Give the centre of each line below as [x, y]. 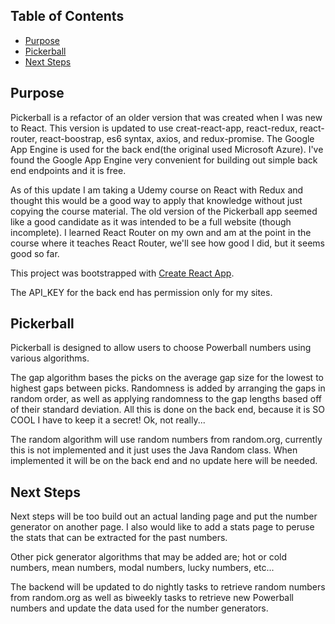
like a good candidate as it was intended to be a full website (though [151, 221]
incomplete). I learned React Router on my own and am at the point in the [161, 232]
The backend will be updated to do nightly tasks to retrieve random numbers [168, 587]
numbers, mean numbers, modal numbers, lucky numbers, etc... [142, 568]
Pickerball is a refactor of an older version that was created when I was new [166, 117]
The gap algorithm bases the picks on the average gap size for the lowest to [167, 378]
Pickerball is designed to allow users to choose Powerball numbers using [161, 348]
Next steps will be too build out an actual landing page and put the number [164, 516]
